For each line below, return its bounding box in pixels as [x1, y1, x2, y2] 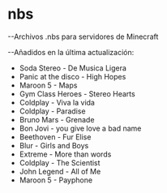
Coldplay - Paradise [19, 106, 86, 116]
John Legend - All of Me [19, 166, 101, 176]
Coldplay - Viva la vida [19, 97, 95, 107]
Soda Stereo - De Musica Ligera [19, 62, 127, 73]
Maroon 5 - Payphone [19, 175, 93, 185]
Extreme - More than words [19, 149, 112, 159]
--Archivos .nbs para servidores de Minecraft [7, 32, 159, 41]
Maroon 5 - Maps [19, 80, 78, 90]
